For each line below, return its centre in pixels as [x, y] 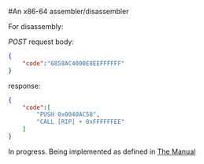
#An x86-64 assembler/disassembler [69, 11]
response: [24, 86]
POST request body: [41, 42]
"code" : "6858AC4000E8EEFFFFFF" [74, 63]
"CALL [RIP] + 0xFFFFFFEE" [81, 122]
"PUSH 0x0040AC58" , [69, 115]
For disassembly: [36, 26]
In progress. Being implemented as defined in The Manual [102, 151]
